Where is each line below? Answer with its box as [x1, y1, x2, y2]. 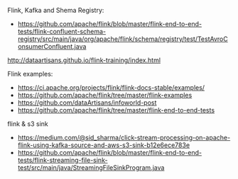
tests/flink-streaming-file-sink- [17, 156, 108, 164]
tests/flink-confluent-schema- [17, 28, 107, 35]
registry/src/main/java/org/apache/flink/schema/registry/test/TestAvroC [17, 35, 229, 43]
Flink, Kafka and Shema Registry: [7, 6, 104, 14]
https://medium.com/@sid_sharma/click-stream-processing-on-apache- [17, 134, 231, 142]
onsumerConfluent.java [17, 42, 87, 50]
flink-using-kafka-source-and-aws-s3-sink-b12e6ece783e [17, 141, 190, 149]
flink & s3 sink [7, 120, 48, 128]
